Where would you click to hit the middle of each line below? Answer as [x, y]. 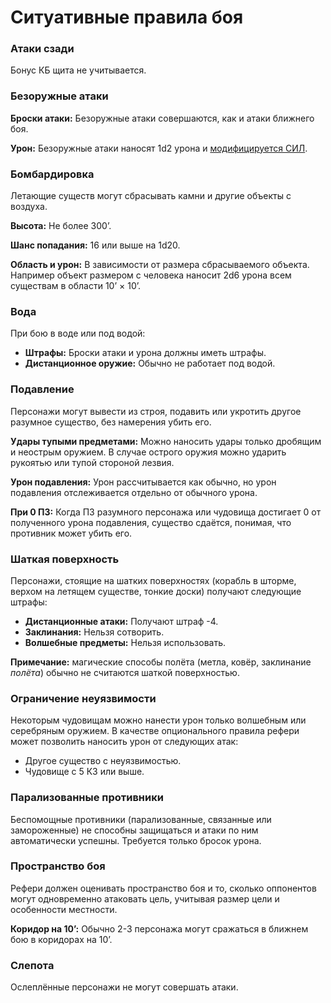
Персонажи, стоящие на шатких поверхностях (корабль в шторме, [153, 580]
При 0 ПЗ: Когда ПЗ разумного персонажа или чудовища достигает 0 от [166, 512]
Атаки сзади [42, 49]
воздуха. [29, 207]
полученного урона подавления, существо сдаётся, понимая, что [151, 522]
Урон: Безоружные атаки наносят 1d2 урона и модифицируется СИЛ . [159, 148]
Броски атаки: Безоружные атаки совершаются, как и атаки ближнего [162, 118]
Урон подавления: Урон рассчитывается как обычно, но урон [143, 482]
